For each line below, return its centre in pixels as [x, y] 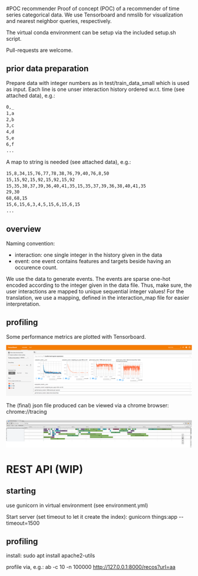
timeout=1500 [23, 523]
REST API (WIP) [45, 469]
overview [24, 229]
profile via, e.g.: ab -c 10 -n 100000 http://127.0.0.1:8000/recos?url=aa [91, 567]
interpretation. [23, 304]
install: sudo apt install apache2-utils [51, 556]
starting [21, 491]
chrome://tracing [27, 411]
